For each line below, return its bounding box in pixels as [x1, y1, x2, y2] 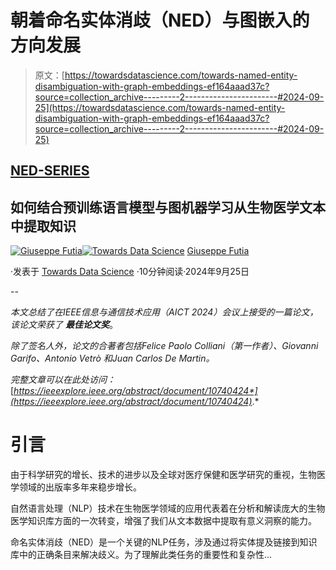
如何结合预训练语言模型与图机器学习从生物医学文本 [10, 199, 326, 216]
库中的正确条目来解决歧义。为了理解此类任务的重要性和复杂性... [10, 549, 273, 561]
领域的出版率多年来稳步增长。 [18, 481, 142, 493]
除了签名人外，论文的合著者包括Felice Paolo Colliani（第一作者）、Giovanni [10, 340, 319, 352]
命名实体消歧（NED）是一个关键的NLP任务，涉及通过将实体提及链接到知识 [10, 536, 318, 548]
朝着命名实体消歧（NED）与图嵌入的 [10, 9, 310, 32]
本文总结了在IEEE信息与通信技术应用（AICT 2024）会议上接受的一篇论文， [10, 306, 319, 318]
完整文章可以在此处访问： [10, 374, 116, 386]
